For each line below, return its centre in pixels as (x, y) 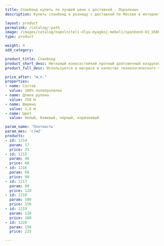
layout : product (21, 23)
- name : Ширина (20, 104)
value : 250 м (23, 99)
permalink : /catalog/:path (32, 27)
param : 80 (19, 186)
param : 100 (20, 200)
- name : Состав (20, 86)
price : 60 (19, 163)
